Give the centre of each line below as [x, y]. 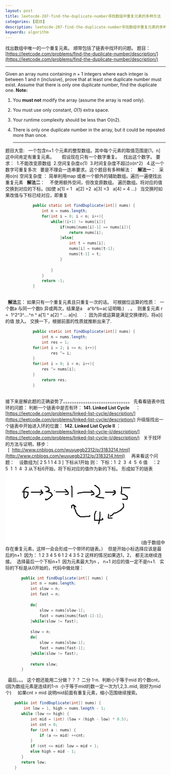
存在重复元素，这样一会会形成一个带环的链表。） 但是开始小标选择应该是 [81, 548]
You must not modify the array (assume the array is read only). [79, 100]
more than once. [30, 135]
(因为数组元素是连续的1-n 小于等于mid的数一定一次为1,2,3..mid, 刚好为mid [83, 686]
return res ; [54, 380]
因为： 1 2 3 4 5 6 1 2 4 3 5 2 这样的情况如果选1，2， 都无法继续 [91, 555]
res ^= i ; [61, 353]
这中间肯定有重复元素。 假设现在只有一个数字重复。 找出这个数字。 [80, 157]
